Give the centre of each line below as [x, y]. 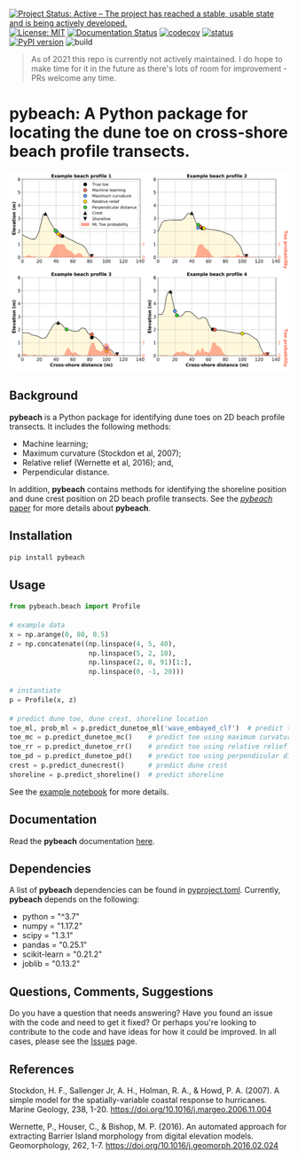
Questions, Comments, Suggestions [111, 992]
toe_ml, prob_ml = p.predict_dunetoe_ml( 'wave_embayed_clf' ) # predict [146, 728]
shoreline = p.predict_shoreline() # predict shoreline [117, 775]
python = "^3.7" [51, 917]
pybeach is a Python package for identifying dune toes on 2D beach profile [147, 417]
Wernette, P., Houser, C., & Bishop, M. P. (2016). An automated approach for [148, 1127]
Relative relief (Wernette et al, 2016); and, [98, 462]
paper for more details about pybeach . [80, 508]
